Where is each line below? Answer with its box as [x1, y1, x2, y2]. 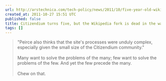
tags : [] [5, 26, 23, 31]
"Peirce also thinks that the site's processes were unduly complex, [17, 39, 153, 45]
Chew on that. [17, 71, 46, 77]
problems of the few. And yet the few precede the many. [17, 60, 132, 66]
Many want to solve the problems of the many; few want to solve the [17, 55, 157, 61]
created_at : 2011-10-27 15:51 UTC [5, 12, 77, 17]
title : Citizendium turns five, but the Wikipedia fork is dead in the [5, 21, 156, 26]
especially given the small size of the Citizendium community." [17, 44, 145, 50]
